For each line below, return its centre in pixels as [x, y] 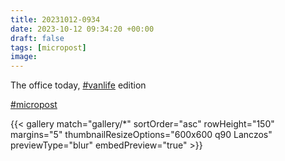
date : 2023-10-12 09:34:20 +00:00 [82, 29]
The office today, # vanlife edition [78, 85]
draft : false [37, 38]
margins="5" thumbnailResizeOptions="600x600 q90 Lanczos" [141, 135]
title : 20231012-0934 [55, 19]
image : [24, 57]
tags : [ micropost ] [48, 47]
